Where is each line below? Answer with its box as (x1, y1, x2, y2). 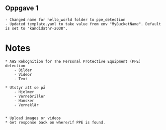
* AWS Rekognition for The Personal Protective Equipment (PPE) (5, 59, 141, 64)
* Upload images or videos (5, 116, 61, 121)
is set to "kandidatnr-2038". (5, 26, 68, 31)
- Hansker (14, 98, 35, 103)
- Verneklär (14, 102, 39, 108)
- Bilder (14, 67, 32, 73)
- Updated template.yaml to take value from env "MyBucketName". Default (5, 21, 162, 26)
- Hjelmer (14, 89, 35, 94)
